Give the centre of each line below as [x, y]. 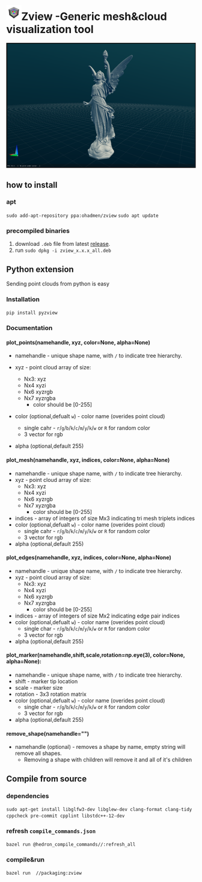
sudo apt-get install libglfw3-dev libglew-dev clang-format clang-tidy [99, 809]
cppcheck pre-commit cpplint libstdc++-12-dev [66, 816]
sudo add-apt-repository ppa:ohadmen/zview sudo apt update [82, 216]
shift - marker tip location [46, 681]
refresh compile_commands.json [51, 831]
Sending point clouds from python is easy [58, 283]
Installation [23, 299]
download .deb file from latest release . [63, 244]
